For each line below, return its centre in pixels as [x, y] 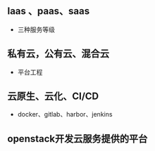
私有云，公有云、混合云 [58, 54]
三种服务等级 [36, 29]
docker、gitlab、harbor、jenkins [65, 114]
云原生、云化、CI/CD [53, 97]
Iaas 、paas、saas [49, 11]
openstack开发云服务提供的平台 [77, 139]
